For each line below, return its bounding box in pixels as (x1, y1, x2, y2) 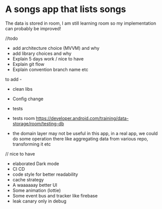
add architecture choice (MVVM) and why (12, 45, 100, 51)
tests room (12, 115, 35, 121)
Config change (12, 96, 44, 102)
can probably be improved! (5, 25, 61, 31)
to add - (5, 76, 22, 82)
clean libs (12, 86, 33, 92)
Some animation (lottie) (12, 187, 61, 193)
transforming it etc (12, 141, 51, 147)
